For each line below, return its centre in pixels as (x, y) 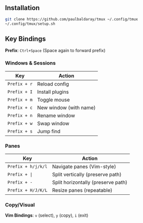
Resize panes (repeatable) (82, 190)
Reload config (53, 84)
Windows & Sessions (30, 63)
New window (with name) (66, 107)
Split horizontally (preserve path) (89, 182)
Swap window (53, 123)
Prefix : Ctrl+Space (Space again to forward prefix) (55, 51)
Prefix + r (20, 84)
